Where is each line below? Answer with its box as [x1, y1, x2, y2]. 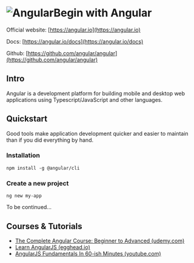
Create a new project [6, 179, 69, 187]
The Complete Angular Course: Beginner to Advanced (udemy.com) [15, 237, 185, 244]
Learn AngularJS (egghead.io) [15, 243, 91, 251]
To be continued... [6, 204, 52, 211]
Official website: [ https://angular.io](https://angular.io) [6, 26, 141, 33]
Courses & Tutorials [6, 221, 83, 231]
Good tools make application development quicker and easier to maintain [6, 130, 189, 137]
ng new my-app [6, 193, 42, 199]
